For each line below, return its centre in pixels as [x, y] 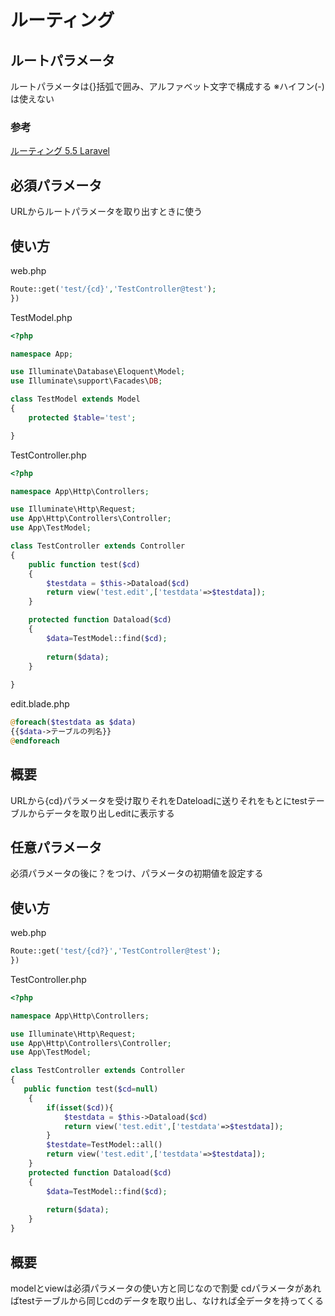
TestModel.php [41, 317]
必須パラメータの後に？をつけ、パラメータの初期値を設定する [137, 873]
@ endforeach [35, 741]
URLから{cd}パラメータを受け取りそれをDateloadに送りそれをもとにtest [159, 800]
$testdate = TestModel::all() [104, 1145]
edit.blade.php [40, 704]
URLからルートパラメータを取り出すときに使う [106, 212]
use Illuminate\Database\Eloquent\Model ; [98, 372]
